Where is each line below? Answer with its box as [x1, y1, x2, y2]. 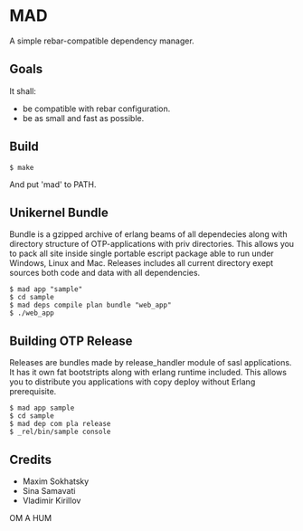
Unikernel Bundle [9, 204, 109, 220]
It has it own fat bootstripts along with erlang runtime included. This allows [9, 367, 288, 378]
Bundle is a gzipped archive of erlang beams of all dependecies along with [9, 229, 288, 240]
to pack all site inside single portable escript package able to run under [9, 248, 274, 259]
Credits [9, 451, 52, 467]
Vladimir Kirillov [22, 495, 81, 506]
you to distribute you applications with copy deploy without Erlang [9, 376, 256, 387]
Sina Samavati [22, 486, 76, 496]
